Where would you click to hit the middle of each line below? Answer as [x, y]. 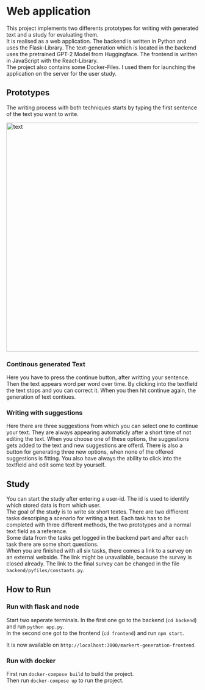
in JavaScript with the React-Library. [52, 60]
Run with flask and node [43, 607]
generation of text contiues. [41, 397]
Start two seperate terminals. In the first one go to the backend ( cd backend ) [102, 620]
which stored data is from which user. [54, 506]
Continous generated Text [46, 364]
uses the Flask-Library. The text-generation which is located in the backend [101, 48]
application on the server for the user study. [62, 73]
